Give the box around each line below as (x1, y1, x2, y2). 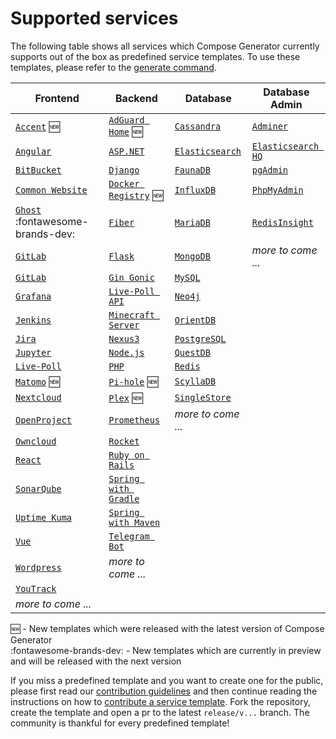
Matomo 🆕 (15, 374, 61, 388)
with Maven (108, 517, 161, 528)
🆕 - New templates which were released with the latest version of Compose (10, 622, 325, 634)
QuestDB (174, 347, 211, 358)
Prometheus (108, 414, 161, 426)
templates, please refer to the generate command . (10, 61, 217, 73)
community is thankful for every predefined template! (10, 717, 230, 729)
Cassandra (174, 120, 222, 132)
